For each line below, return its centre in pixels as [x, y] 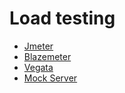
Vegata [38, 67]
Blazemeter [47, 56]
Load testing [62, 18]
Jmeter [38, 46]
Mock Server [50, 78]
